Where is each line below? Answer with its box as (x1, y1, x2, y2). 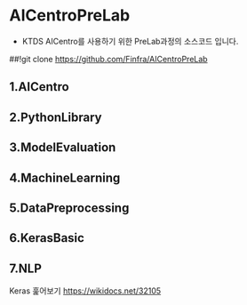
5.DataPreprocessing (9, 200, 130, 215)
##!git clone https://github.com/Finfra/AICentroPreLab (9, 53, 208, 64)
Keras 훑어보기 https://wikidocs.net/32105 (9, 285, 162, 296)
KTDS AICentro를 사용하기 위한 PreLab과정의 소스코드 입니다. (21, 36, 239, 46)
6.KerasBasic (9, 230, 84, 245)
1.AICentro (9, 79, 69, 94)
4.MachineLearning (9, 170, 121, 185)
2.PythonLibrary (9, 109, 102, 124)
